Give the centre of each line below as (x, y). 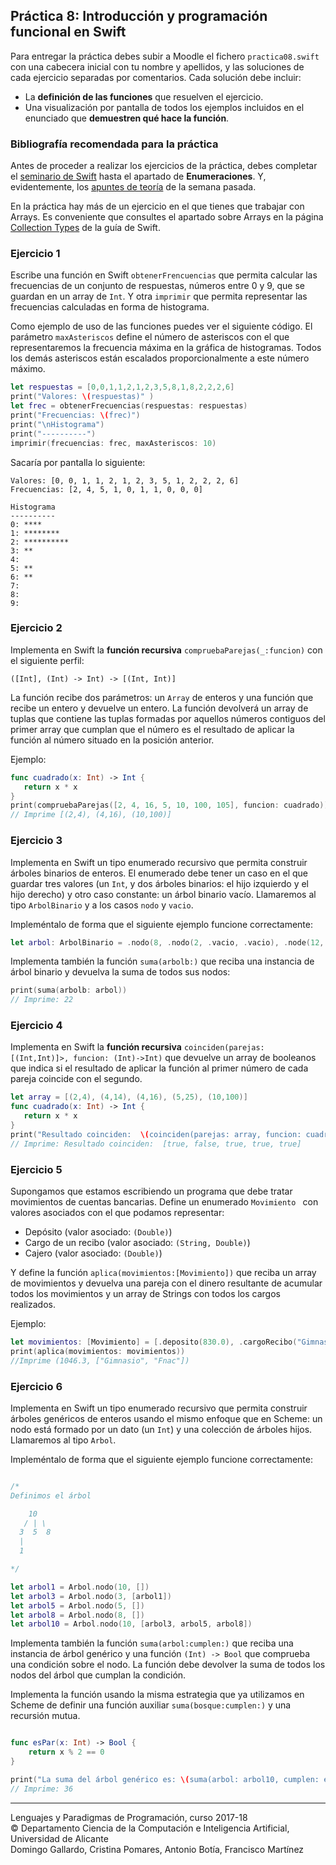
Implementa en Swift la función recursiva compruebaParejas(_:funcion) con (166, 650)
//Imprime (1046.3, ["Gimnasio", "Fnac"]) (100, 1360)
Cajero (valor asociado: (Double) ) (93, 1253)
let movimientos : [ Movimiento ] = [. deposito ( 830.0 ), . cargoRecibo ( (154, 1342)
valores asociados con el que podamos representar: (117, 1212)
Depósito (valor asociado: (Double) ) (98, 1231)
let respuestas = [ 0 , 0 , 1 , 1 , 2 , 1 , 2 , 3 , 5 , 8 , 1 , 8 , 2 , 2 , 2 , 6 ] (122, 387)
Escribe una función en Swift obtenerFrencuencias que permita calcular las (164, 275)
